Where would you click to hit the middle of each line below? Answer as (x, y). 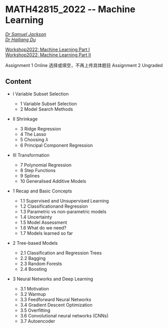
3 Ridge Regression (40, 128)
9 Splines (30, 176)
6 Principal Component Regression (56, 145)
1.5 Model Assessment (44, 222)
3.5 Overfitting (35, 310)
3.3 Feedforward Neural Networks (56, 299)
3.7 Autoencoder (38, 321)
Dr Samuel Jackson (26, 34)
